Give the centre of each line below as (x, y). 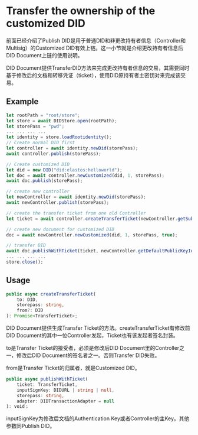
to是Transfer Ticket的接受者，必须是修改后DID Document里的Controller (93, 348)
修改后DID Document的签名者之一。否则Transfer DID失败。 (88, 355)
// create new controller (38, 191)
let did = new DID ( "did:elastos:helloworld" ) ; (64, 170)
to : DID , (27, 300)
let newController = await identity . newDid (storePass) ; (76, 197)
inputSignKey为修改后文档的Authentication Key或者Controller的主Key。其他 (98, 418)
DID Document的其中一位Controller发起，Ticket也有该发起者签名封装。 (92, 336)
